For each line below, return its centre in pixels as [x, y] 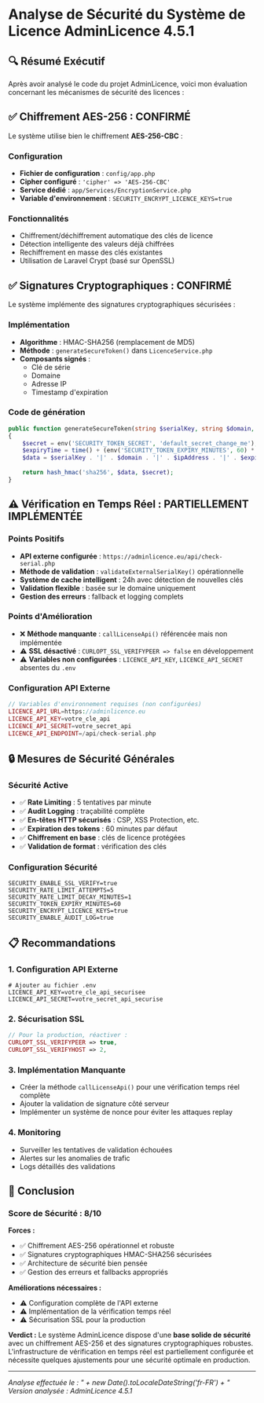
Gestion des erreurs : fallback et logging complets [101, 596]
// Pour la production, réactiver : [68, 1035]
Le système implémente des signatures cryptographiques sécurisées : [122, 305]
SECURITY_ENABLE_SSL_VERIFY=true [63, 884]
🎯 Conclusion [41, 1191]
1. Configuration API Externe [63, 969]
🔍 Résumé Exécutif [57, 61]
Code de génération [47, 412]
